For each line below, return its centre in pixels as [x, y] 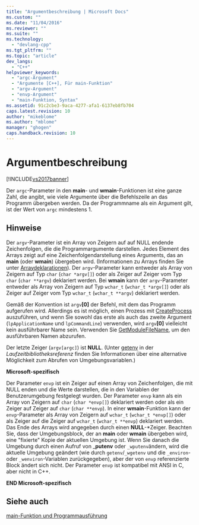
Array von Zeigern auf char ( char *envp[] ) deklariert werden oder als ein [95, 402]
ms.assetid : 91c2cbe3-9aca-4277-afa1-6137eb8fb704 [70, 105]
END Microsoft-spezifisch [39, 483]
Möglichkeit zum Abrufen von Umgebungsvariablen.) [71, 360]
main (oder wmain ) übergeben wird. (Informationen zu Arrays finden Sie [95, 261]
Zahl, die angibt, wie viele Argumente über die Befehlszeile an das [87, 197]
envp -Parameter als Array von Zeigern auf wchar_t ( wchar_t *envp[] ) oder [96, 415]
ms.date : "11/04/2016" [34, 23]
